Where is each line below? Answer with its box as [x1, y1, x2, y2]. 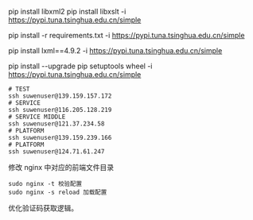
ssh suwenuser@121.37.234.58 [8, 120, 105, 128]
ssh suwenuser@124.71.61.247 [8, 148, 105, 156]
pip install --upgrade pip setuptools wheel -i [8, 61, 153, 71]
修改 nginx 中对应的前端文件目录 [8, 163, 115, 172]
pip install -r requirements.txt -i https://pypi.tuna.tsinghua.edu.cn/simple [8, 31, 245, 40]
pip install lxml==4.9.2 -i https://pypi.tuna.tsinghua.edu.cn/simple [8, 46, 223, 55]
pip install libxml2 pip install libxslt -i [8, 7, 127, 16]
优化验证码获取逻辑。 [8, 203, 78, 213]
